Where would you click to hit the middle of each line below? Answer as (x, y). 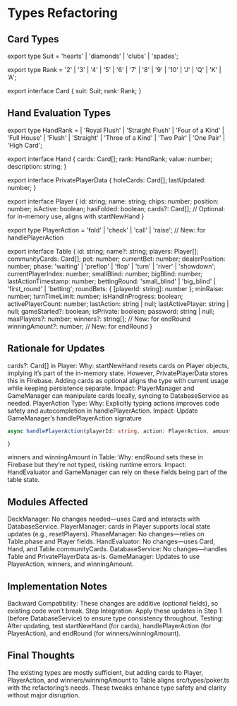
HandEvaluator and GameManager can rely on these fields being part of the (117, 472)
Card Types (33, 39)
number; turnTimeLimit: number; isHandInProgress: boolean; (95, 296)
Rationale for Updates (56, 349)
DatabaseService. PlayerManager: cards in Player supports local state (109, 526)
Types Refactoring (62, 13)
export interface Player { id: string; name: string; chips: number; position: (113, 201)
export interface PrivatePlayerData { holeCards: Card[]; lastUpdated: (107, 180)
